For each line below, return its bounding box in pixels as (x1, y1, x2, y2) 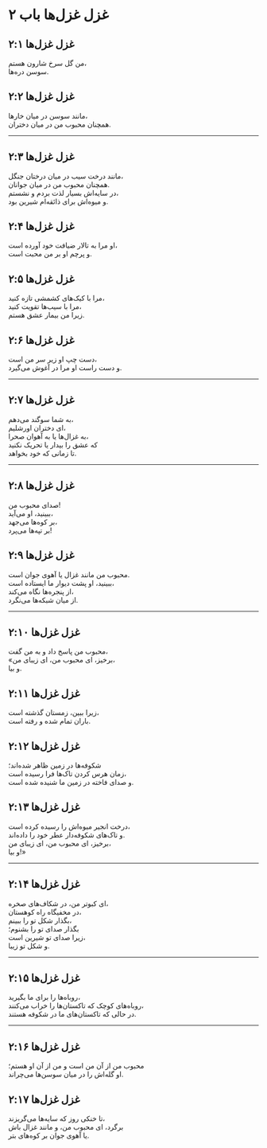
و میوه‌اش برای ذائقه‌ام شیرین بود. (8, 197, 109, 206)
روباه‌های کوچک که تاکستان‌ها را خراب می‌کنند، (8, 1001, 145, 1010)
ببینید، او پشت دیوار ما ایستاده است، (8, 578, 115, 588)
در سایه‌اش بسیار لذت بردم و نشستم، (8, 188, 119, 197)
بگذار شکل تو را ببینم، (8, 916, 72, 925)
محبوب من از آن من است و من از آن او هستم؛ (8, 1061, 145, 1071)
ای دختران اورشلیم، (8, 423, 66, 432)
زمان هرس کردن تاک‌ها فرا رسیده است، (8, 768, 127, 778)
